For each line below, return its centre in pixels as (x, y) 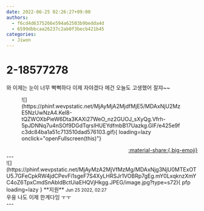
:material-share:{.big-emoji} (163, 150)
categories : (21, 35)
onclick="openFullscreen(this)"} (62, 138)
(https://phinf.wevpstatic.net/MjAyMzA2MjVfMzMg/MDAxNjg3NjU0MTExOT (101, 169)
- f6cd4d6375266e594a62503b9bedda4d (58, 23)
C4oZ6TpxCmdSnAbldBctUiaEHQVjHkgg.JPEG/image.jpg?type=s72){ (93, 182)
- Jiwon (22, 40)
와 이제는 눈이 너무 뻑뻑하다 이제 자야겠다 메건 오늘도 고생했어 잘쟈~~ (88, 87)
